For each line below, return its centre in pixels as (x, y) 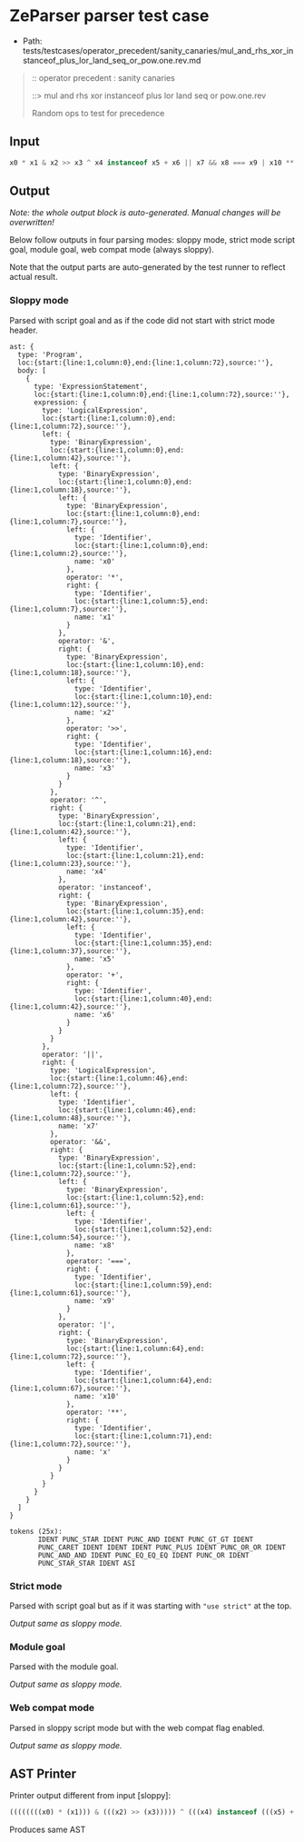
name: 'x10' (97, 1396)
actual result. (34, 277)
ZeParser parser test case (109, 16)
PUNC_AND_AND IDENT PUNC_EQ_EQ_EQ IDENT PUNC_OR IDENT (143, 1555)
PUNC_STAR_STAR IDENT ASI (87, 1563)
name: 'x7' (78, 1126)
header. (24, 330)
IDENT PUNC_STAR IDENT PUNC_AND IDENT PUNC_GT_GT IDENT (146, 1539)
